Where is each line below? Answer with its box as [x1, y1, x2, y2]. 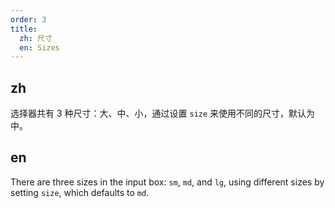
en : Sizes [19, 42, 60, 53]
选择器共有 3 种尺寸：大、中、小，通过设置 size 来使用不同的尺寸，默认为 [10, 107, 316, 120]
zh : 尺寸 [19, 33, 53, 43]
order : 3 [10, 14, 47, 25]
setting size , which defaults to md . [10, 186, 150, 198]
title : [10, 24, 38, 34]
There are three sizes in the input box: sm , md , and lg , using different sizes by [10, 176, 325, 188]
